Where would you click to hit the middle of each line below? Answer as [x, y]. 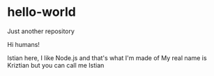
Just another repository [41, 31]
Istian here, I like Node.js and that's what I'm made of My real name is [107, 58]
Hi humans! [24, 44]
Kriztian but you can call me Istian [56, 65]
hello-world [42, 12]
